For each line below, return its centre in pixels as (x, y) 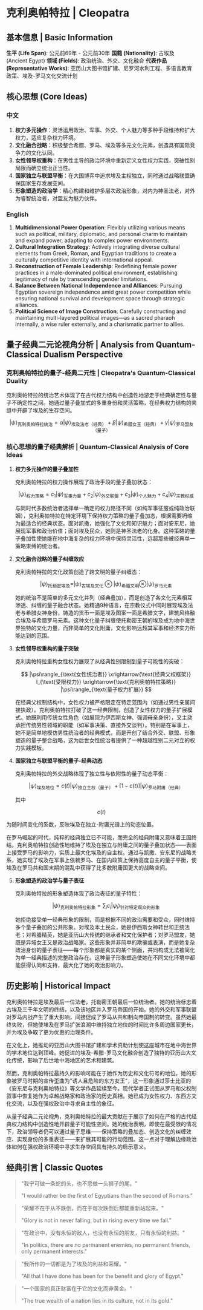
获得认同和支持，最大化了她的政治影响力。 (73, 965)
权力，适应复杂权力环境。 (47, 137)
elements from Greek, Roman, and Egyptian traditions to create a (95, 253)
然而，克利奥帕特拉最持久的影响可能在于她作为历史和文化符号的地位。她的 (99, 1073)
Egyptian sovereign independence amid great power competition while (103, 292)
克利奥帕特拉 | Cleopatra (68, 13)
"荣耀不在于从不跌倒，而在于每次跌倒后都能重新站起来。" (92, 1208)
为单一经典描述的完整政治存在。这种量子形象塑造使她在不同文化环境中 (102, 957)
